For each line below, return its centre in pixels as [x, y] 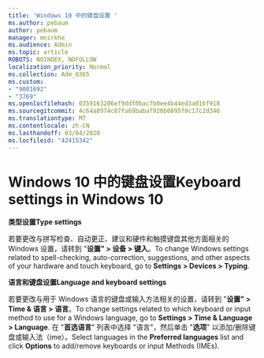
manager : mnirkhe [37, 38]
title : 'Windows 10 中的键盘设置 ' [63, 15]
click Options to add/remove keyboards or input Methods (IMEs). [114, 346]
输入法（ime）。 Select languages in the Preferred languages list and [133, 337]
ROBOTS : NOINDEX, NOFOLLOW [52, 60]
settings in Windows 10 [86, 199]
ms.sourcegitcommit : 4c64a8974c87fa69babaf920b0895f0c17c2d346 [114, 111]
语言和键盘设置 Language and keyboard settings [87, 282]
